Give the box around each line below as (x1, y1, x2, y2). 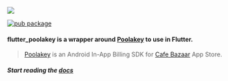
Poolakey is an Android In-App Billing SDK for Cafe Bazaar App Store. (24, 50, 222, 58)
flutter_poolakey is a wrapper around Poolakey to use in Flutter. (7, 35, 193, 43)
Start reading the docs (7, 66, 74, 74)
